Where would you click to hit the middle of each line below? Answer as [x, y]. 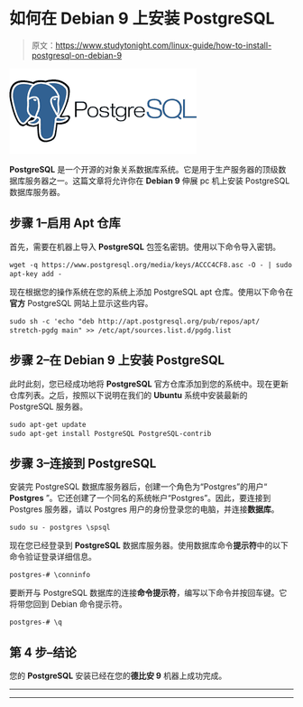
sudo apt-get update [48, 424]
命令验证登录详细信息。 [53, 557]
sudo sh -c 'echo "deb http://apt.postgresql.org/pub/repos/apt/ [134, 321]
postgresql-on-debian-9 [77, 55]
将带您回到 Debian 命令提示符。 [69, 604]
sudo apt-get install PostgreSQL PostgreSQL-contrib [110, 433]
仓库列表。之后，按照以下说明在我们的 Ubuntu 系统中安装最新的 [129, 395]
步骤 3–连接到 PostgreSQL [83, 463]
